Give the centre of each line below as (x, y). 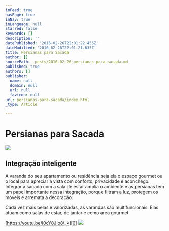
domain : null (24, 85)
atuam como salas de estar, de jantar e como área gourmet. (68, 212)
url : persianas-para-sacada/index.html (47, 100)
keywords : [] (19, 34)
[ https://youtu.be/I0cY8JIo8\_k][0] (41, 223)
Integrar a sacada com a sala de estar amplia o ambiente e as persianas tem (85, 186)
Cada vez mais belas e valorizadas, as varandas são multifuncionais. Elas (82, 207)
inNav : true (18, 19)
